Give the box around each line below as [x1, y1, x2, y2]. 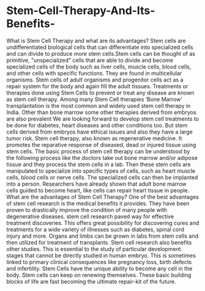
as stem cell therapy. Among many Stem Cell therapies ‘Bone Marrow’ [6, 96, 182, 103]
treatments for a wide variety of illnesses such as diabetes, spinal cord [6, 225, 185, 233]
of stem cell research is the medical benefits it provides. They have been [6, 200, 190, 207]
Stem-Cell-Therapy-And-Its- [6, 4, 155, 18]
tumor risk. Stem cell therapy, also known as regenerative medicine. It [6, 134, 182, 142]
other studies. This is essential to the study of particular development [6, 245, 182, 252]
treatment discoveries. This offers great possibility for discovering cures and [6, 219, 199, 227]
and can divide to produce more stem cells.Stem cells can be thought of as [6, 50, 196, 57]
